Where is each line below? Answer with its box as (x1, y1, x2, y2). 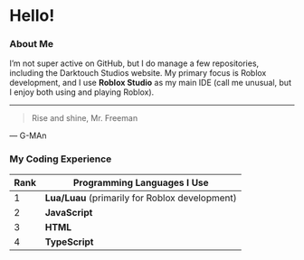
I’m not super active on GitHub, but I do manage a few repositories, (9, 58, 260, 69)
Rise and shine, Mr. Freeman (31, 113, 138, 124)
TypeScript (44, 236, 94, 248)
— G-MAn (9, 130, 47, 141)
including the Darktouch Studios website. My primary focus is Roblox (9, 68, 267, 79)
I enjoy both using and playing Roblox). (9, 87, 155, 97)
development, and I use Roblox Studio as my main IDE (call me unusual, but (9, 78, 292, 88)
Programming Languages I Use (72, 176, 210, 189)
